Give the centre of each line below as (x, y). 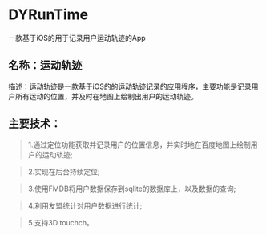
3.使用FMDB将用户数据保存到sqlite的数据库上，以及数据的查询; (132, 189)
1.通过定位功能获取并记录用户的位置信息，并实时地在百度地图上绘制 (139, 145)
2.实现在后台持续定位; (64, 171)
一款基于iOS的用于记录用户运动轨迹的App (77, 38)
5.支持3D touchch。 (61, 222)
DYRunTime (48, 15)
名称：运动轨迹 (45, 66)
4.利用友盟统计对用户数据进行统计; (85, 205)
